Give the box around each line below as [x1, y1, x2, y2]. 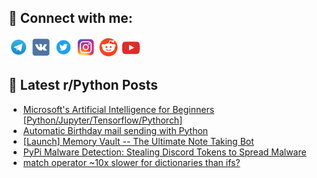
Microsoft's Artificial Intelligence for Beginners [22, 103, 215, 115]
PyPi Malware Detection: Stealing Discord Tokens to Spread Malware [22, 146, 307, 158]
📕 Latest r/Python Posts [8, 77, 159, 94]
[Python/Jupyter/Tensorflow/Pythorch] [22, 114, 183, 126]
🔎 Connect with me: [8, 10, 133, 27]
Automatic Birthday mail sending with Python [22, 124, 209, 136]
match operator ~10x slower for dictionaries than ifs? [22, 156, 241, 168]
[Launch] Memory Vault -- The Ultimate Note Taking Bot [22, 135, 255, 147]
